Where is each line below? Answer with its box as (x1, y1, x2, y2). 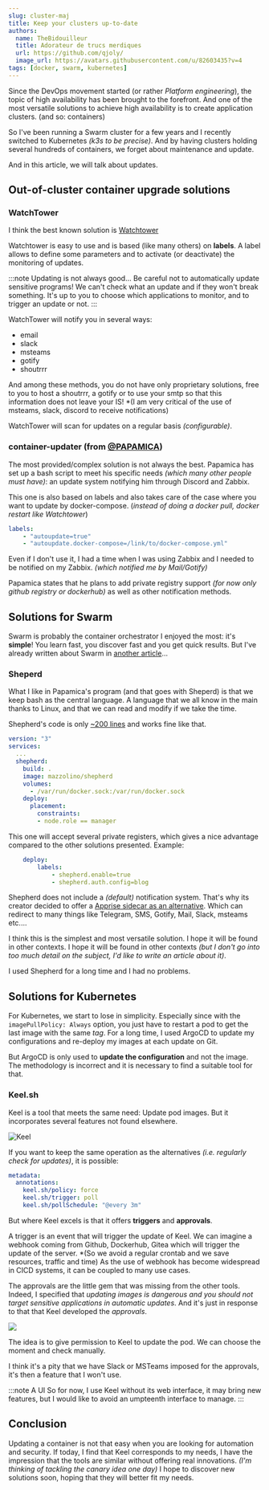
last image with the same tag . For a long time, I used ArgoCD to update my (8, 1028, 255, 1038)
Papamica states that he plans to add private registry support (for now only (8, 578, 257, 588)
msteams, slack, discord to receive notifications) (8, 406, 169, 415)
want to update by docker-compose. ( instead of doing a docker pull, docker (8, 500, 259, 510)
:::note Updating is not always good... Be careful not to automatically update (8, 274, 259, 284)
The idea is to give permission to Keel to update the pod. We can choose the (8, 1337, 261, 1346)
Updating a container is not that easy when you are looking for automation (8, 1439, 255, 1448)
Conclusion (8, 1417, 67, 1431)
